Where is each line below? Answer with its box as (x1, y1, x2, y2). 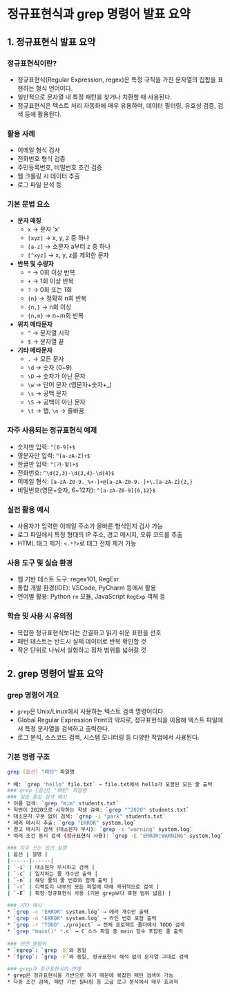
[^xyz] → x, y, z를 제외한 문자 (27, 251, 109, 259)
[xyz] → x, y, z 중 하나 (27, 234, 90, 242)
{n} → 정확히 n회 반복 (27, 294, 87, 303)
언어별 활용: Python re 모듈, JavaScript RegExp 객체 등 (17, 592, 166, 601)
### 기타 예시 (7, 902, 42, 909)
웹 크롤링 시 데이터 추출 (17, 172, 81, 180)
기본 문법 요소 (7, 200, 50, 209)
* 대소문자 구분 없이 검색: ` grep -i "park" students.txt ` (7, 813, 166, 820)
